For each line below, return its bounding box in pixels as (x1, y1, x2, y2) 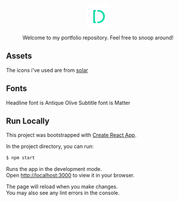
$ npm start (6, 155, 35, 161)
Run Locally (6, 116, 50, 126)
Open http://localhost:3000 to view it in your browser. (6, 172, 135, 179)
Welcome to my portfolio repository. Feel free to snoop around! (22, 34, 174, 41)
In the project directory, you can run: (6, 143, 94, 150)
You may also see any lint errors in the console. (6, 189, 120, 197)
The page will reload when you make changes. (6, 183, 118, 190)
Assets (6, 51, 32, 61)
